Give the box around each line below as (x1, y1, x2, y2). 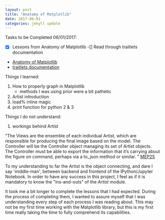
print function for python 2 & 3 (12, 104, 74, 110)
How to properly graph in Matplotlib (12, 83, 85, 89)
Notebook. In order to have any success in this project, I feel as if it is (5, 174, 145, 180)
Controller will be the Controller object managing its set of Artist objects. (5, 143, 152, 149)
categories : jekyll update (5, 21, 61, 26)
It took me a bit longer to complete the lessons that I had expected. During (5, 189, 156, 194)
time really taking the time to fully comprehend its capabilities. (5, 210, 132, 216)
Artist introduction (12, 94, 49, 100)
